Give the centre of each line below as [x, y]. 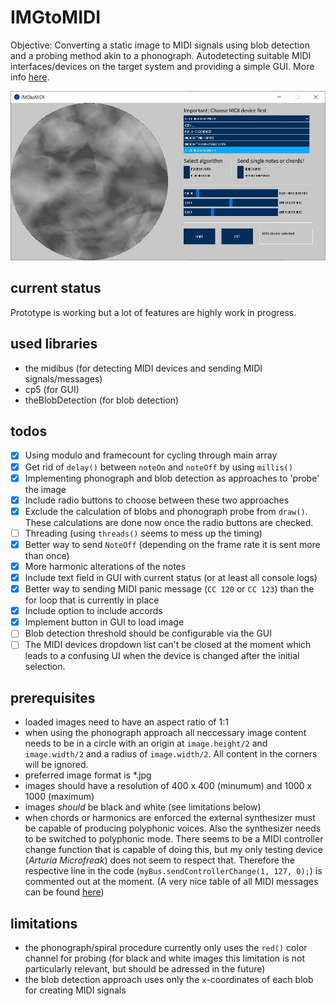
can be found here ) [64, 892]
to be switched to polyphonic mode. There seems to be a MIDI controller [174, 839]
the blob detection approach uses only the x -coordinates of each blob [169, 979]
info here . [30, 77]
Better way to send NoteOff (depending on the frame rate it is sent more [172, 544]
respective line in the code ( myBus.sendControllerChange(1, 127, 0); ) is [173, 871]
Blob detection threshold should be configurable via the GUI [148, 633]
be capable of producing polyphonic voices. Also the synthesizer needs [173, 828]
